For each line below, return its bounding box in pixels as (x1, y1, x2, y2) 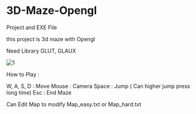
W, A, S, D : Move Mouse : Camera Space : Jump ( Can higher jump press (6, 82, 191, 90)
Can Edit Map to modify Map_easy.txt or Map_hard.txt (6, 101, 142, 108)
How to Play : (6, 70, 40, 78)
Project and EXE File (6, 24, 57, 31)
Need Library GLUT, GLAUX (6, 47, 76, 55)
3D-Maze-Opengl (6, 4, 97, 18)
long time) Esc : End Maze (6, 89, 72, 96)
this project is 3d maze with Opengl (6, 35, 96, 42)
